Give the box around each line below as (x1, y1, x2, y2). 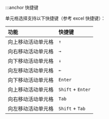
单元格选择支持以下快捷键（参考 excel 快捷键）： (5, 15, 105, 21)
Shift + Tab (58, 105, 86, 112)
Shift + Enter (58, 86, 91, 93)
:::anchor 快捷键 (5, 5, 39, 10)
